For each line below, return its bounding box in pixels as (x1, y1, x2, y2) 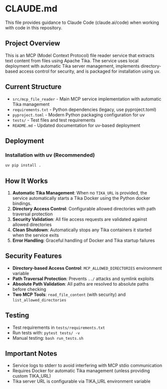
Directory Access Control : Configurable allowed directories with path (12, 205, 156, 211)
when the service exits (12, 232, 59, 238)
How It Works (5, 177, 48, 185)
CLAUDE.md (5, 3, 58, 14)
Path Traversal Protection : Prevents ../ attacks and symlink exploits (12, 276, 154, 282)
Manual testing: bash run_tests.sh (12, 335, 84, 341)
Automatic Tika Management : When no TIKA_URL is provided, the (12, 190, 148, 195)
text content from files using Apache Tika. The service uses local (5, 58, 139, 64)
